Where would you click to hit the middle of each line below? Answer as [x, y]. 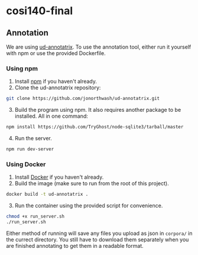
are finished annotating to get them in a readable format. [75, 246]
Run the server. [33, 138]
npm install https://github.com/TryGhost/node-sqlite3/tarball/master [95, 127]
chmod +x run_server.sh [35, 217]
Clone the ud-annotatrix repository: [58, 88]
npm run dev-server [30, 149]
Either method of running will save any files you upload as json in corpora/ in [99, 233]
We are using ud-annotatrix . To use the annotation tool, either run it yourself [99, 47]
